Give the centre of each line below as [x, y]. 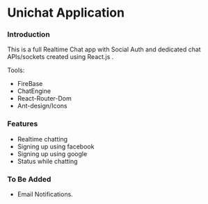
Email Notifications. [45, 194]
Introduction [29, 35]
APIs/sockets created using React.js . [61, 57]
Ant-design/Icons [42, 106]
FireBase [30, 84]
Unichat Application [66, 13]
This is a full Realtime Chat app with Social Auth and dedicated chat [104, 49]
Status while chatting [47, 161]
